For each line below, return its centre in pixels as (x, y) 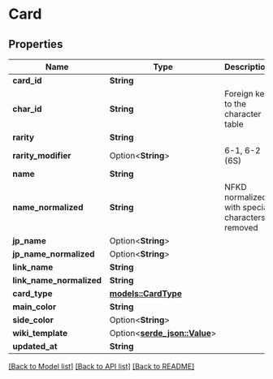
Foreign (239, 94)
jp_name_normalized (54, 254)
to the (236, 104)
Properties (36, 44)
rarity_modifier (42, 155)
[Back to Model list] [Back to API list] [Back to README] (102, 366)
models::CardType (146, 293)
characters (245, 217)
